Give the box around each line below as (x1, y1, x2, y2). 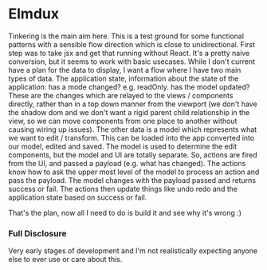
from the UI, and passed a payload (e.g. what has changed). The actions (8, 158, 246, 168)
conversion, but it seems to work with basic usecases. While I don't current (8, 57, 256, 66)
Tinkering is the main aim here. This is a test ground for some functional (8, 31, 245, 41)
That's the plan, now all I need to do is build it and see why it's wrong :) (8, 208, 241, 217)
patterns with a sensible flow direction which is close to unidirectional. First (8, 39, 255, 49)
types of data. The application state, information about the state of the (8, 73, 239, 83)
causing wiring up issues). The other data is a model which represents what (8, 125, 257, 134)
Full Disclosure (8, 228, 67, 239)
